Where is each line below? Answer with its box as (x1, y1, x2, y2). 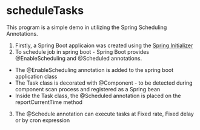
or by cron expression (15, 116, 70, 124)
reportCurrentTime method (15, 98, 83, 106)
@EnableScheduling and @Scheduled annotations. (15, 54, 142, 62)
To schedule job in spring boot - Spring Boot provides (15, 48, 150, 55)
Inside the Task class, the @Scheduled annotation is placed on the (15, 92, 181, 99)
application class (15, 73, 58, 80)
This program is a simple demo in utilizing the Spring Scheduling (6, 24, 167, 31)
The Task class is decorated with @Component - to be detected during (15, 79, 193, 86)
